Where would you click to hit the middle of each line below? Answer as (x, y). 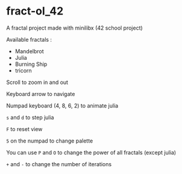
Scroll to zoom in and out (37, 82)
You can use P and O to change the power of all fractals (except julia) (91, 152)
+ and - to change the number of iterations (59, 164)
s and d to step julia (30, 117)
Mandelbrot (29, 51)
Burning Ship (31, 64)
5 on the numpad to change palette (50, 141)
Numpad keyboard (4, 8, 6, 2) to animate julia (62, 105)
